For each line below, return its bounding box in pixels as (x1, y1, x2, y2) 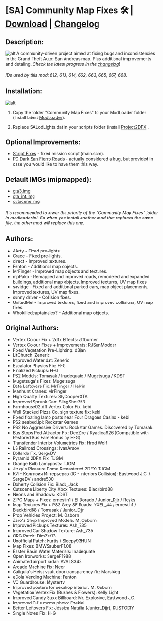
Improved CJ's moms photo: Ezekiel (12, 600, 85, 605)
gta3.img (12, 188, 31, 194)
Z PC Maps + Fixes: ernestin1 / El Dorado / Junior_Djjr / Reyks (12, 497, 136, 503)
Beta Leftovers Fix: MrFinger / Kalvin (12, 383, 86, 389)
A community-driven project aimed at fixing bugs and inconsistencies (16, 50, 156, 56)
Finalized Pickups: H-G (12, 368, 59, 373)
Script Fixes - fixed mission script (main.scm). (12, 151, 105, 157)
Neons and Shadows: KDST (12, 491, 68, 497)
